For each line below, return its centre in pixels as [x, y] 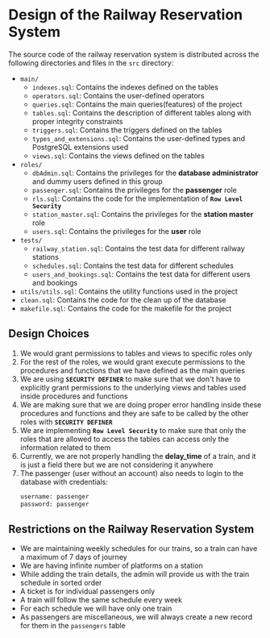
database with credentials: [64, 482]
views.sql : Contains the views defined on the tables [118, 156]
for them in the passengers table [73, 626]
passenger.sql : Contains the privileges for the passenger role [135, 190]
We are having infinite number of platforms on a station [111, 565]
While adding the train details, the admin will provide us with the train [135, 574]
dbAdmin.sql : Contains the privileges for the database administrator [145, 173]
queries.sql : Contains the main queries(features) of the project [137, 104]
